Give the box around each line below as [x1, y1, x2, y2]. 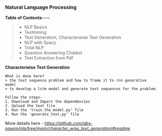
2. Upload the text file [5, 104, 55, 108]
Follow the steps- [5, 95, 42, 100]
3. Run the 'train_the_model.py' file [5, 108, 84, 113]
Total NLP [24, 45, 44, 51]
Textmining [24, 30, 47, 35]
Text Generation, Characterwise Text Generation [24, 34, 122, 40]
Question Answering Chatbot [24, 50, 83, 56]
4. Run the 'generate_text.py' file [5, 112, 79, 117]
